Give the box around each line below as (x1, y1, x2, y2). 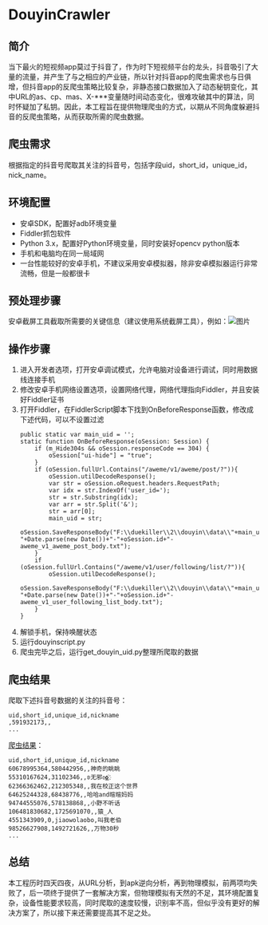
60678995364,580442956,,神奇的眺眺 (8, 765, 121, 773)
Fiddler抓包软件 (19, 228, 72, 238)
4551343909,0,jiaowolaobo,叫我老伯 (8, 816, 122, 824)
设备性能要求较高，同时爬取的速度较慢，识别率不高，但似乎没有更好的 (22, 898, 253, 907)
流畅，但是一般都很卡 (19, 268, 90, 278)
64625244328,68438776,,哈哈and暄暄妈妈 (8, 791, 134, 799)
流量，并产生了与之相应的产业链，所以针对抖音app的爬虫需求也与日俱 (22, 72, 252, 81)
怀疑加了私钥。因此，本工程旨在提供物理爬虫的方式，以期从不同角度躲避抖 (14, 102, 260, 111)
